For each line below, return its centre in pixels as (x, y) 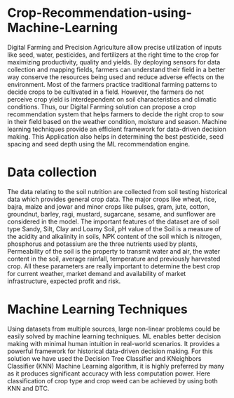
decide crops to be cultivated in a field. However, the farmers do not (106, 92)
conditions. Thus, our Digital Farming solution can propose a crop (102, 107)
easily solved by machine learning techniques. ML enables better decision (114, 336)
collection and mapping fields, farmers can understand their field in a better (116, 69)
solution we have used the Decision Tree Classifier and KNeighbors (104, 358)
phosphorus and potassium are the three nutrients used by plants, (103, 244)
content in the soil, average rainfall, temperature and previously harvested (114, 259)
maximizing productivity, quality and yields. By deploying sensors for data (114, 62)
